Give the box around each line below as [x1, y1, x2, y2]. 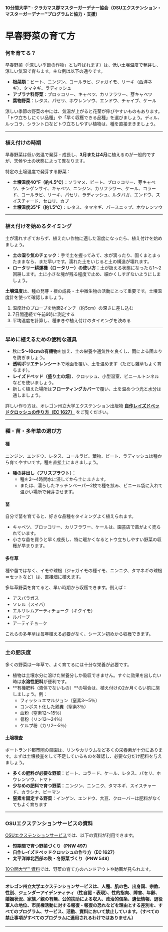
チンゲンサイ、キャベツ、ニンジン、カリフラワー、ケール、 [20, 186, 143, 192]
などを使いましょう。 [12, 379, 56, 385]
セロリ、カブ [42, 198, 69, 204]
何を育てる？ [5, 49, 36, 56]
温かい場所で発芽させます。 [19, 489, 77, 495]
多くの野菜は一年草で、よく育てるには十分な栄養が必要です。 [5, 661, 132, 668]
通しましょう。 [12, 392, 43, 398]
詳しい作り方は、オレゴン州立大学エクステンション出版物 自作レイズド [5, 403, 151, 409]
